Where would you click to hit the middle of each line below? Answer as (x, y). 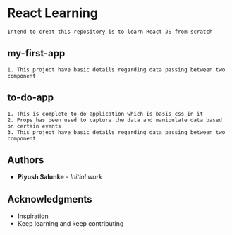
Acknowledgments (50, 199)
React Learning (53, 13)
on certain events (34, 126)
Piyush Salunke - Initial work (60, 177)
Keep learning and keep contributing (71, 224)
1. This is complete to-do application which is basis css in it (105, 114)
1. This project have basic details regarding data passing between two (116, 70)
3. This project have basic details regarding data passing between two (116, 132)
